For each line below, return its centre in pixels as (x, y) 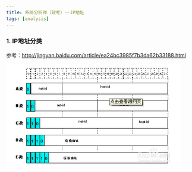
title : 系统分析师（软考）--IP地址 (45, 12)
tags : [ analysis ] (28, 19)
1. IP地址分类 (24, 41)
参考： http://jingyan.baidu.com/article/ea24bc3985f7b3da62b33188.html (96, 55)
